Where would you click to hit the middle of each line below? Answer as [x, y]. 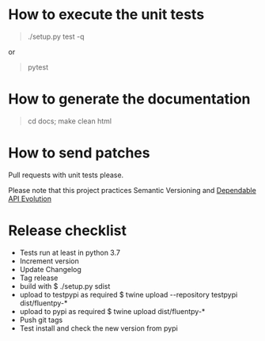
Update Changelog [50, 269]
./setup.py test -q [56, 36]
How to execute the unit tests [106, 15]
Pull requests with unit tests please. [66, 175]
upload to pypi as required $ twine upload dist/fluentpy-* [112, 311]
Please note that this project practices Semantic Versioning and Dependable [132, 190]
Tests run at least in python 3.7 [70, 252]
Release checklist [67, 230]
